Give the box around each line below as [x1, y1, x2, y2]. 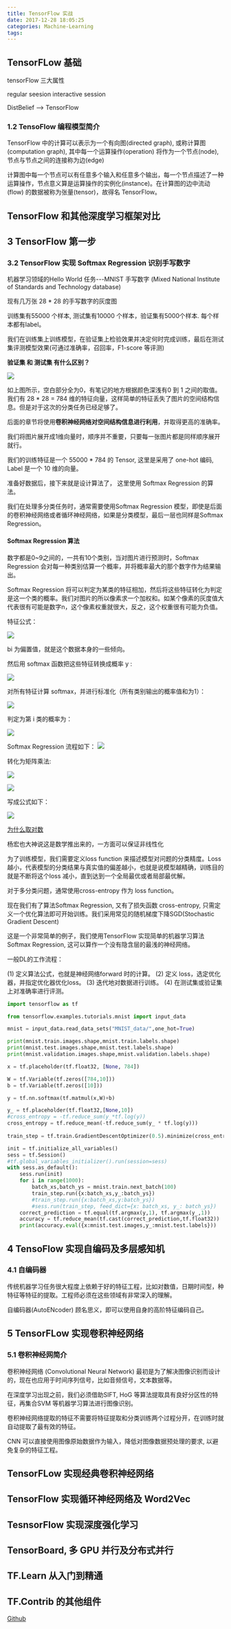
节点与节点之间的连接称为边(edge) [7, 156, 104, 164]
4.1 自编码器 [7, 1265, 47, 1275]
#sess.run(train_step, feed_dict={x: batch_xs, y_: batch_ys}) [32, 1203, 217, 1210]
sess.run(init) [19, 1171, 63, 1178]
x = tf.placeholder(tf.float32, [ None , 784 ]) [7, 1063, 140, 1070]
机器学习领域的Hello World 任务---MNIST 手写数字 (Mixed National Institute [7, 275, 220, 284]
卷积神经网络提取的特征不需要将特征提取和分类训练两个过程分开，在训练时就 [7, 1414, 224, 1422]
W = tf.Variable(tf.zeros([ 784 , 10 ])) [7, 1076, 115, 1083]
